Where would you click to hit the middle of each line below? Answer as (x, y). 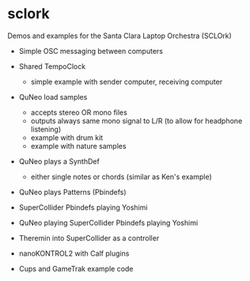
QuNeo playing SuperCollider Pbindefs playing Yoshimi (108, 222)
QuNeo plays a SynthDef (59, 161)
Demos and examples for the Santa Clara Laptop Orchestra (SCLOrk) (120, 36)
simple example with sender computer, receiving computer (127, 82)
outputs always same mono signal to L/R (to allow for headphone (136, 120)
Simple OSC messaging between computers (91, 51)
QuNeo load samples (53, 97)
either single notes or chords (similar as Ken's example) (121, 177)
